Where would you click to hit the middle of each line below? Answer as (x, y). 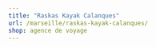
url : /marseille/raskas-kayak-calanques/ (78, 23)
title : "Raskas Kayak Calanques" (64, 16)
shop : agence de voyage (48, 30)
